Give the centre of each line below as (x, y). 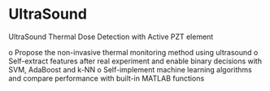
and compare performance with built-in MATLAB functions (107, 78)
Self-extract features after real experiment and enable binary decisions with (135, 61)
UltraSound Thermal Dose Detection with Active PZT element (111, 37)
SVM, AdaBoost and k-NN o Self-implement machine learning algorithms (130, 69)
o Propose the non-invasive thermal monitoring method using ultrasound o (133, 52)
